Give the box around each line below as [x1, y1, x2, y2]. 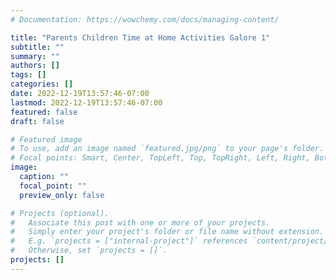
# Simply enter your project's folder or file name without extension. [10, 227, 325, 237]
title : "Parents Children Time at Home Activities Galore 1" [10, 32, 271, 43]
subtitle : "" [10, 42, 65, 52]
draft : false [10, 116, 65, 126]
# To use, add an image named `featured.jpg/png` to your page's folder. [10, 144, 325, 154]
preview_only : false [19, 190, 105, 200]
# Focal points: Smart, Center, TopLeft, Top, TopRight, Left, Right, [10, 153, 311, 163]
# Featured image [10, 134, 83, 145]
